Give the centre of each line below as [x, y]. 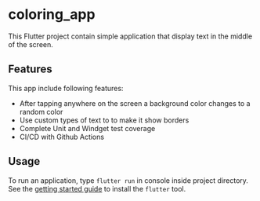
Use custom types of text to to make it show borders [104, 120]
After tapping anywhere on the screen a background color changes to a [135, 103]
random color [41, 111]
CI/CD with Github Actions [61, 137]
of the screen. [31, 44]
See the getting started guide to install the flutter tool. [97, 188]
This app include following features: [66, 88]
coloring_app [52, 15]
